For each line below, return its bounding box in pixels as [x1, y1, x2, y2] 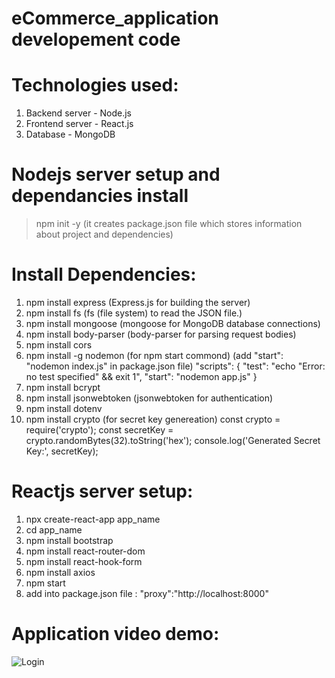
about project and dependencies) [35, 228, 174, 241]
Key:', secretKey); [25, 445, 99, 457]
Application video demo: [11, 623, 220, 646]
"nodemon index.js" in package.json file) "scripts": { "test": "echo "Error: [25, 360, 326, 372]
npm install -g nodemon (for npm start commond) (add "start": [25, 350, 284, 361]
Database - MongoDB [25, 128, 116, 141]
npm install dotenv [25, 403, 103, 414]
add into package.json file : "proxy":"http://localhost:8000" [25, 587, 269, 599]
